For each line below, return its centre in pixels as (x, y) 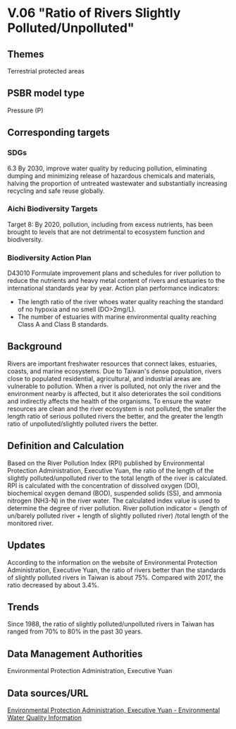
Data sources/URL (48, 693)
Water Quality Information (45, 717)
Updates (26, 546)
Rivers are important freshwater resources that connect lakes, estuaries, (112, 363)
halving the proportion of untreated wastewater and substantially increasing (117, 183)
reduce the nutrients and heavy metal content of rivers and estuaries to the (116, 281)
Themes (26, 54)
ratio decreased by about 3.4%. (54, 585)
